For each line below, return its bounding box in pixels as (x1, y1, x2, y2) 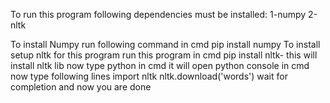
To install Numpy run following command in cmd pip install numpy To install (10, 39, 321, 50)
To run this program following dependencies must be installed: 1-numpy (10, 9, 307, 20)
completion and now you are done (10, 81, 152, 93)
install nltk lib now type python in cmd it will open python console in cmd (10, 60, 310, 71)
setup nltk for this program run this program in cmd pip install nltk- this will (10, 49, 318, 61)
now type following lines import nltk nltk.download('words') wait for (10, 70, 288, 82)
